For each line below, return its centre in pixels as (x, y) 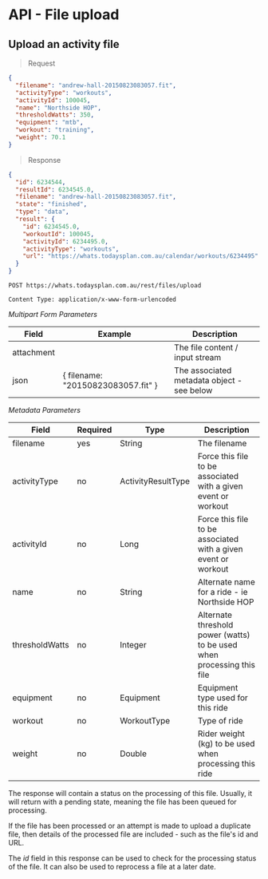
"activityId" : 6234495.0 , (66, 241)
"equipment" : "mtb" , (49, 123)
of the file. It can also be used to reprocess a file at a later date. (112, 867)
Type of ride (220, 721)
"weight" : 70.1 (41, 137)
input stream (198, 357)
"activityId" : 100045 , (53, 100)
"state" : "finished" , (51, 204)
